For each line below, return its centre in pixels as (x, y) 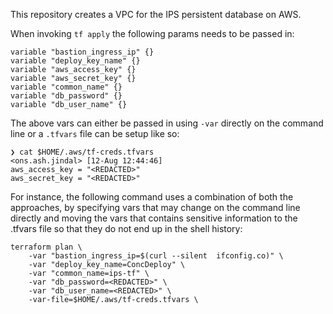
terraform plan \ (46, 247)
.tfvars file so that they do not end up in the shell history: (126, 228)
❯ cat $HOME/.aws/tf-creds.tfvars (82, 152)
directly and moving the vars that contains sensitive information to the (154, 218)
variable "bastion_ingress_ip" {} (82, 52)
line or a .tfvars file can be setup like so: (95, 133)
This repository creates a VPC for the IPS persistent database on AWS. (156, 14)
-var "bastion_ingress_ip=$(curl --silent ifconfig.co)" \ (156, 256)
